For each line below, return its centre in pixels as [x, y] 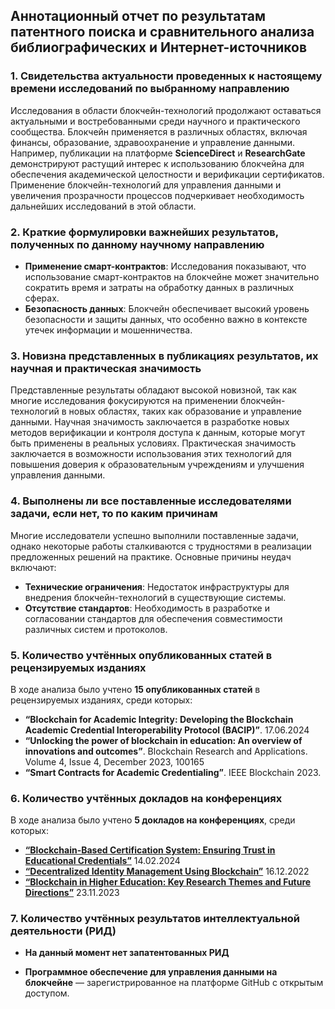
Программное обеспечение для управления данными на [151, 972]
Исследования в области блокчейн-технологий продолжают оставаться [166, 110]
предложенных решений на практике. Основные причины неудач [151, 556]
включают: [33, 567]
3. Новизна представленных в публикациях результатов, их [164, 356]
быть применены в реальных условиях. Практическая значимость [153, 443]
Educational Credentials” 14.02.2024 [102, 861]
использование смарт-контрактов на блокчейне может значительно [172, 276]
